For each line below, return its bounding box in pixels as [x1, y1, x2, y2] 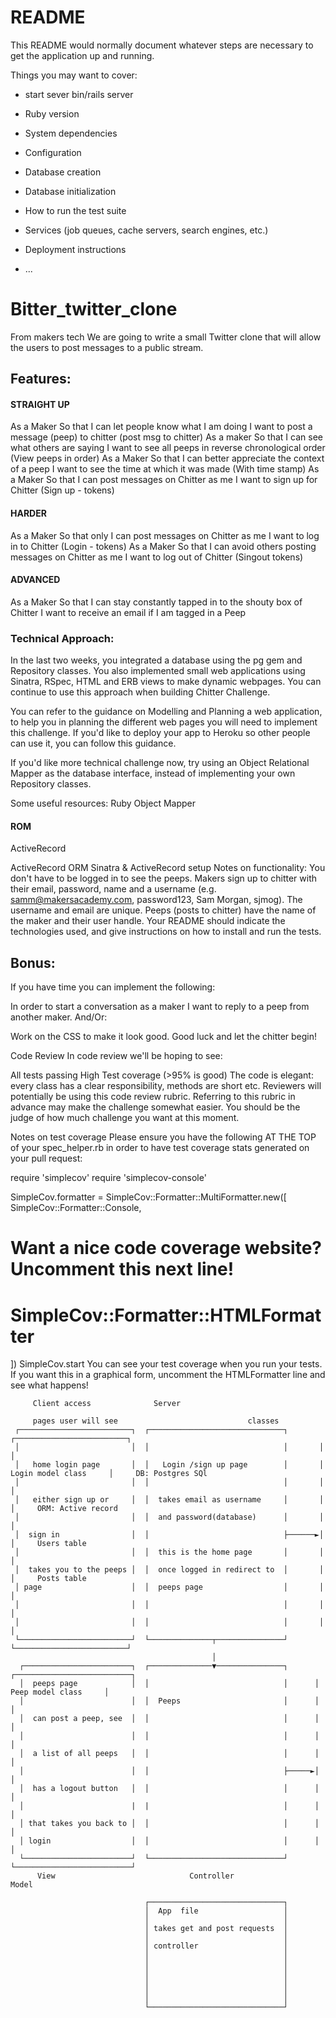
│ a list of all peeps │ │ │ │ [19, 1749, 320, 1759]
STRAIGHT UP [10, 398, 70, 410]
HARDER [10, 507, 47, 520]
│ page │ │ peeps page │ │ [14, 1582, 325, 1593]
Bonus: [10, 954, 56, 971]
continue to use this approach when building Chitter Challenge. [10, 686, 271, 698]
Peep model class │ [10, 1687, 110, 1698]
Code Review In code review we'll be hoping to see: [10, 1050, 223, 1062]
